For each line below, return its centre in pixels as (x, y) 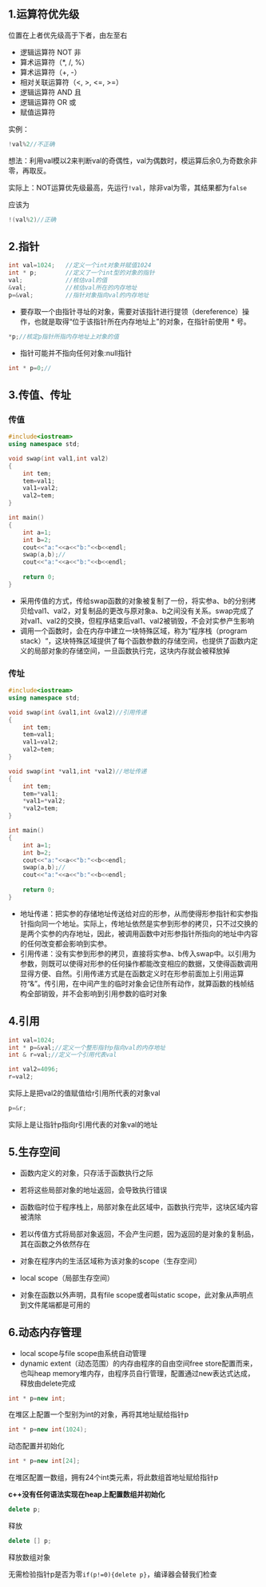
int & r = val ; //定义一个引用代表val (63, 1055)
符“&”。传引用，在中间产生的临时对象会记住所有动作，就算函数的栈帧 (133, 983)
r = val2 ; (21, 1077)
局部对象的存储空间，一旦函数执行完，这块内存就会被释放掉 (132, 651)
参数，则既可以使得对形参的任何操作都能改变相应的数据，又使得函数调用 (139, 963)
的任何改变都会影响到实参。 (66, 943)
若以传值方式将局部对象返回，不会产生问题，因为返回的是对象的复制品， (139, 1234)
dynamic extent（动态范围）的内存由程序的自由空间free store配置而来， (138, 1363)
